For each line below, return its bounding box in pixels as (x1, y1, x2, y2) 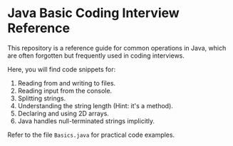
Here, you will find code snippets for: (7, 65, 116, 73)
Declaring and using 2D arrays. (17, 109, 109, 118)
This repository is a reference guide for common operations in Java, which (7, 43, 227, 52)
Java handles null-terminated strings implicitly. (17, 116, 155, 125)
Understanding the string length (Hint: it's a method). (17, 101, 173, 110)
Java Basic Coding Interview (7, 5, 180, 21)
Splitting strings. (17, 94, 66, 103)
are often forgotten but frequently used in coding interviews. (7, 51, 185, 60)
